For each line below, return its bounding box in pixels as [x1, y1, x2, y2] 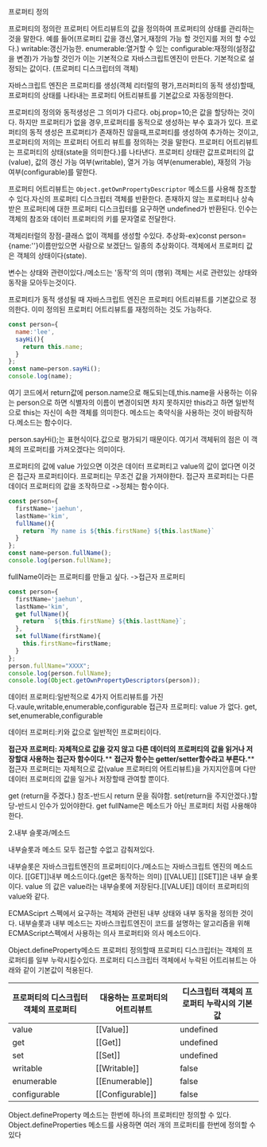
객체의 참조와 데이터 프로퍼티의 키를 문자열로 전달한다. [8, 214, 176, 223]
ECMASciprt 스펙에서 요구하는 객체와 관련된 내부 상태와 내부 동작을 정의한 [8, 909, 239, 918]
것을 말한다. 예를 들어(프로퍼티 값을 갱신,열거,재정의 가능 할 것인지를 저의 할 [8, 34, 242, 43]
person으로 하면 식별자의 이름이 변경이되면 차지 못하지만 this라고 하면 [16, 397, 234, 407]
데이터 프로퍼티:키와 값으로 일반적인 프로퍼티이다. [8, 727, 161, 737]
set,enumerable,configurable [8, 711, 103, 721]
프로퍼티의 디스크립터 [12, 992, 88, 1004]
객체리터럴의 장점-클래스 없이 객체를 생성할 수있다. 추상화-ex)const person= [8, 231, 247, 241]
